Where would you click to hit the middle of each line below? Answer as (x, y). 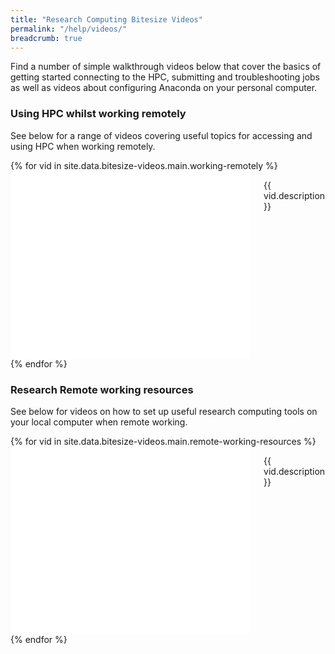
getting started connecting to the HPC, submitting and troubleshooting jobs (165, 77)
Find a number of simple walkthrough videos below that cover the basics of (166, 67)
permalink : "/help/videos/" (69, 29)
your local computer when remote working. (99, 422)
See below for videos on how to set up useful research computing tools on (164, 411)
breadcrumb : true (46, 38)
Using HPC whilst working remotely (98, 114)
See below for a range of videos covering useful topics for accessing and (161, 135)
